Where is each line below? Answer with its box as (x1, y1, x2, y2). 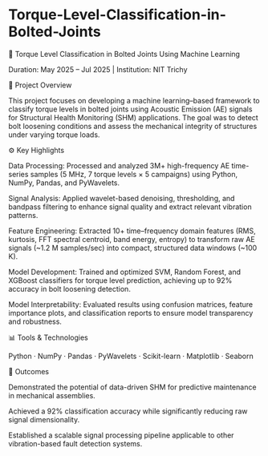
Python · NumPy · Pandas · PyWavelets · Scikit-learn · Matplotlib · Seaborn (8, 351, 254, 361)
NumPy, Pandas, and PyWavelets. (8, 178, 120, 188)
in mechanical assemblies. (8, 390, 96, 400)
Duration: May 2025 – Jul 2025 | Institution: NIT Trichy (8, 64, 188, 74)
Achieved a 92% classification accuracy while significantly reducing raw (8, 406, 248, 416)
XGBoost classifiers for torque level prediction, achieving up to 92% (8, 275, 233, 285)
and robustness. (8, 317, 63, 326)
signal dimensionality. (8, 414, 80, 424)
